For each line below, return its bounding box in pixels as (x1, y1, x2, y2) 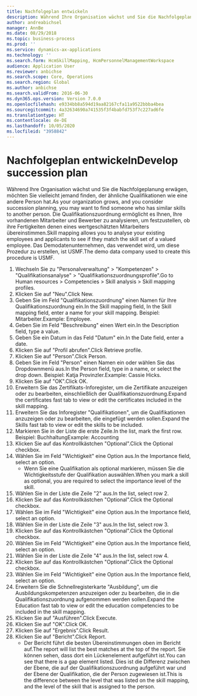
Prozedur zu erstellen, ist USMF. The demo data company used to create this (6, 247, 191, 255)
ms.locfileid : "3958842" (6, 128, 67, 135)
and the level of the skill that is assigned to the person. (23, 683, 155, 690)
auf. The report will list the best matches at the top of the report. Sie (23, 646, 186, 653)
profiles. (15, 284, 36, 291)
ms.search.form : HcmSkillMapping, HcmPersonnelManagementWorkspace (6, 57, 175, 63)
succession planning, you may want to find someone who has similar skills (6, 204, 186, 211)
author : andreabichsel (6, 19, 62, 25)
